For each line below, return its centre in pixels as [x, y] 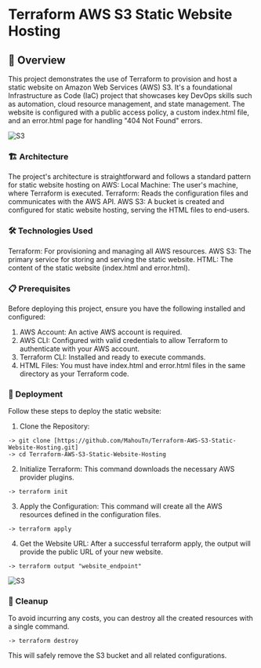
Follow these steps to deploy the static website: [85, 411]
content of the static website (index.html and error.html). [99, 268]
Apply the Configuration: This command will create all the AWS [121, 506]
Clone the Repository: [54, 426]
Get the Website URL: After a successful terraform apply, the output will [135, 544]
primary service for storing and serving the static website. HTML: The [121, 259]
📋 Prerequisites [39, 288]
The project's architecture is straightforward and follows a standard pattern [129, 177]
